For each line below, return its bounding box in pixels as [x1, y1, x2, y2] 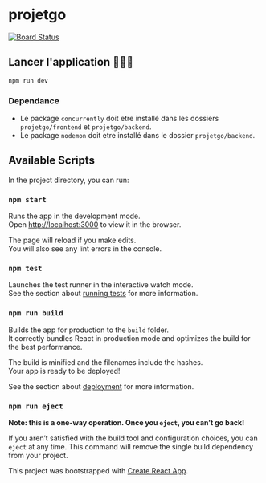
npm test [8, 264, 43, 274]
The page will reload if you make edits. [8, 235, 137, 246]
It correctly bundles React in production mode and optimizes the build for [8, 333, 251, 343]
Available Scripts [8, 154, 95, 168]
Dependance [8, 95, 60, 106]
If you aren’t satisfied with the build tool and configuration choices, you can [8, 433, 259, 443]
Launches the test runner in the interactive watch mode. [8, 280, 194, 290]
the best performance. [8, 342, 83, 351]
